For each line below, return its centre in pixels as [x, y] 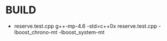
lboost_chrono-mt [36, 32]
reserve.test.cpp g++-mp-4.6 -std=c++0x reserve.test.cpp [86, 26]
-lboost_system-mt [81, 32]
